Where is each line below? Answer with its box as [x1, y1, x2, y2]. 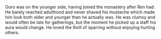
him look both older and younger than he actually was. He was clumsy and [5, 14, 156, 20]
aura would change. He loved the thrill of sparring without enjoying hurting [5, 25, 156, 30]
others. [5, 30, 20, 35]
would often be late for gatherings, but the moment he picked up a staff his [5, 19, 156, 25]
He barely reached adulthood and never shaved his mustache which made [5, 9, 155, 15]
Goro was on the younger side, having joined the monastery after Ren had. [5, 4, 155, 10]
